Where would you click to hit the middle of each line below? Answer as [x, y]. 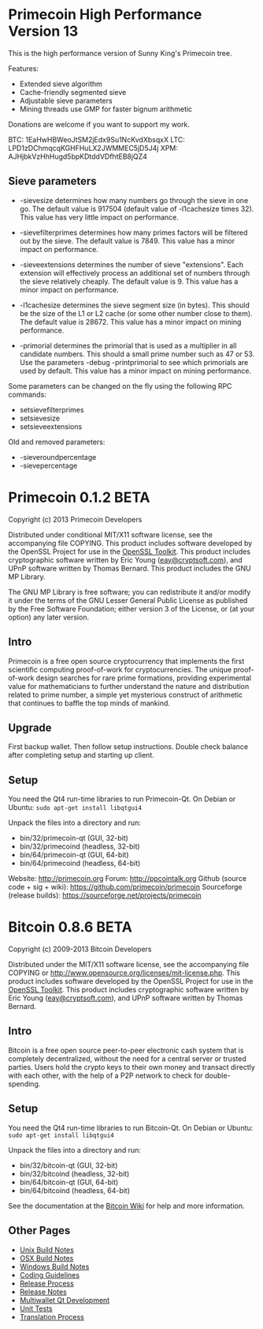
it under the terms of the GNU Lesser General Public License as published [128, 600]
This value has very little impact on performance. [99, 217]
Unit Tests [36, 1308]
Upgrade [30, 727]
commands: [28, 394]
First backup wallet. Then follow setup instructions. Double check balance [128, 747]
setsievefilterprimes [52, 409]
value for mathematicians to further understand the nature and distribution [129, 686]
